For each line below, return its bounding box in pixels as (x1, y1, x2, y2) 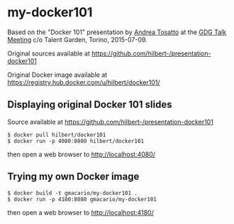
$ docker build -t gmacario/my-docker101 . (7, 189, 138, 196)
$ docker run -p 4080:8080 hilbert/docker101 (7, 137, 144, 144)
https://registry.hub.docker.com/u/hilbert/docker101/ (7, 78, 161, 86)
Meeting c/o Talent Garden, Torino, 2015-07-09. (7, 35, 147, 43)
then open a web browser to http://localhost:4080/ (7, 150, 156, 159)
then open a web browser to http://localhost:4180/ (7, 208, 154, 217)
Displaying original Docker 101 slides (7, 99, 172, 111)
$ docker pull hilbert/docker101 (7, 131, 106, 139)
